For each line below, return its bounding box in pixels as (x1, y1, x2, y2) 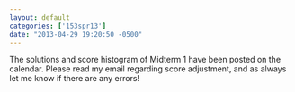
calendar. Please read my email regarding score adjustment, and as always (9, 63, 287, 74)
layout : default (9, 13, 70, 22)
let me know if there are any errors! (9, 73, 140, 84)
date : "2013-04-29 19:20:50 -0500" (9, 29, 143, 38)
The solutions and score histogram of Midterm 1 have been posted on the (9, 54, 282, 65)
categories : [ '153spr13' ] (9, 21, 106, 30)
